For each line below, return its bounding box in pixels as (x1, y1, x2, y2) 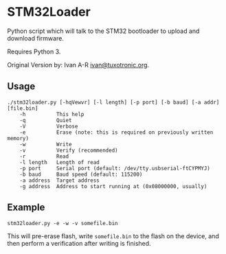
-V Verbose (19, 123, 78, 130)
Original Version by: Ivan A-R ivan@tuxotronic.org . (7, 60, 150, 69)
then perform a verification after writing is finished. (7, 239, 151, 247)
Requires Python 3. (7, 47, 61, 56)
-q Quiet (19, 117, 72, 124)
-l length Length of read (19, 159, 100, 165)
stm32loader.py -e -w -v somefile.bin (7, 220, 118, 227)
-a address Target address (19, 176, 100, 184)
